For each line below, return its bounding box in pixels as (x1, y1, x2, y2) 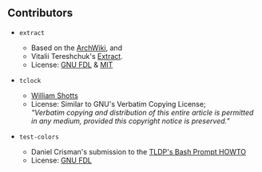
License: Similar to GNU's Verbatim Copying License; (30, 99, 206, 108)
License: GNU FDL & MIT (30, 60, 113, 69)
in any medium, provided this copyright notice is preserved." (30, 115, 230, 126)
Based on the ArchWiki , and (30, 43, 123, 53)
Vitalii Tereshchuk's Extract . (30, 51, 123, 61)
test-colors (18, 133, 59, 141)
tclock (18, 76, 42, 84)
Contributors (7, 6, 73, 20)
